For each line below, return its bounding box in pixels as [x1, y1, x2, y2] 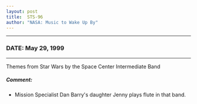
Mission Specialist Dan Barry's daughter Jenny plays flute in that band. [14, 91, 186, 98]
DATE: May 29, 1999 [6, 44, 64, 53]
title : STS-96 [6, 14, 43, 20]
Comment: [6, 77, 33, 84]
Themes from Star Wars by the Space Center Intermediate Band [6, 63, 161, 70]
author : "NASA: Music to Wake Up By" [6, 19, 98, 25]
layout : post [6, 8, 38, 15]
